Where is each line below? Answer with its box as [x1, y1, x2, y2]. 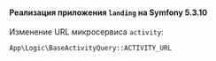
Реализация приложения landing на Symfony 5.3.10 [9, 7, 208, 18]
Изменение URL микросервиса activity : [9, 27, 164, 37]
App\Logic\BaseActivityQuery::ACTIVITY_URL [9, 44, 173, 53]
